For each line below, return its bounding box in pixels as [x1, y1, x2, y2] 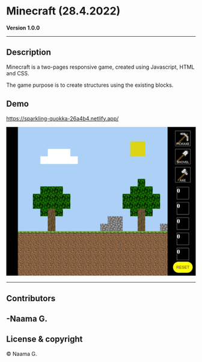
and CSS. [6, 69, 29, 76]
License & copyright [6, 334, 83, 345]
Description [6, 47, 51, 58]
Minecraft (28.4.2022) [6, 4, 121, 18]
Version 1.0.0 [6, 24, 40, 31]
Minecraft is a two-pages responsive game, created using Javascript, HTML [6, 63, 195, 70]
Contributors [6, 293, 56, 304]
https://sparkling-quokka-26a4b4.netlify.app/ [6, 114, 119, 122]
